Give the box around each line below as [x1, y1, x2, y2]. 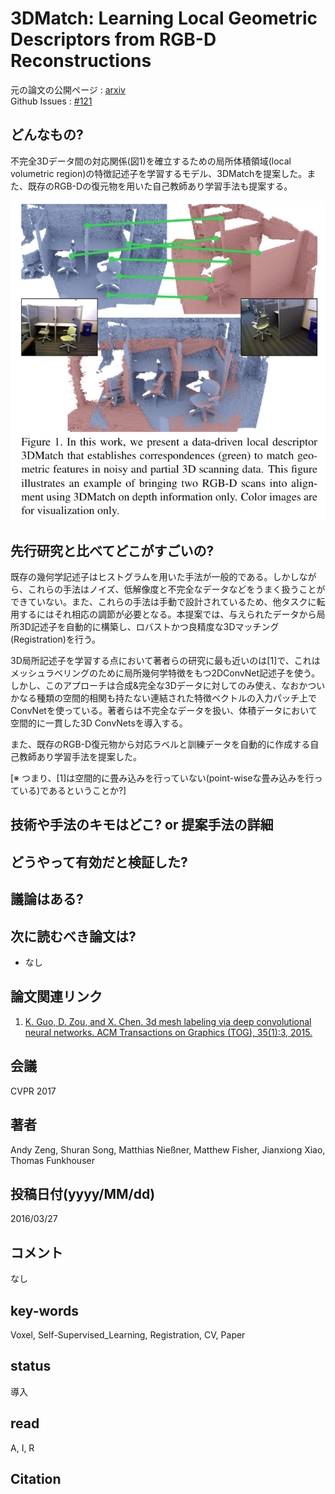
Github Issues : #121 [10, 95, 93, 107]
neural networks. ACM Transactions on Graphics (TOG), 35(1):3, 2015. [24, 1026, 313, 1038]
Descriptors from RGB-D [10, 28, 217, 51]
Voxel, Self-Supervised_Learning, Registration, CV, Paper [10, 1328, 246, 1341]
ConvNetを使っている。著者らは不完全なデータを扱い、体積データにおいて [10, 705, 318, 717]
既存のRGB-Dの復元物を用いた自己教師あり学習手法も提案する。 [27, 180, 293, 192]
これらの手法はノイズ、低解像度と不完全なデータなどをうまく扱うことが [27, 583, 326, 596]
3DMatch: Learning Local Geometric [10, 7, 318, 30]
